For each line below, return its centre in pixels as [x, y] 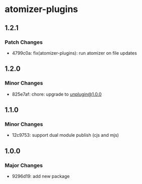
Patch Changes [24, 42]
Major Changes [24, 165]
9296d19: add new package [41, 176]
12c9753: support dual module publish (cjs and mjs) [65, 135]
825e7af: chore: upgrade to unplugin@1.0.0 [57, 94]
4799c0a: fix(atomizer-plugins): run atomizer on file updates [75, 53]
